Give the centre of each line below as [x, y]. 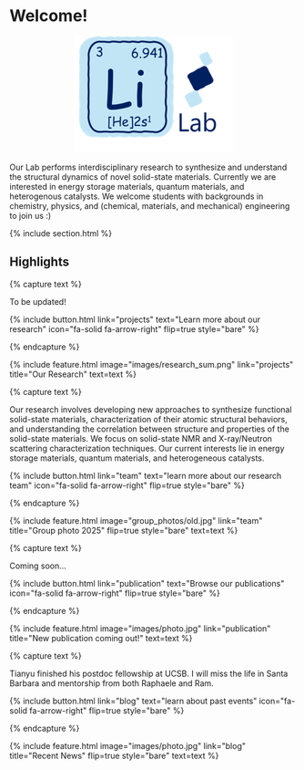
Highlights [40, 262]
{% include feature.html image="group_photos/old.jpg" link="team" [136, 520]
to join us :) [30, 215]
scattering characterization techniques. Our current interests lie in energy [147, 448]
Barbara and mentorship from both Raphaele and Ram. [111, 683]
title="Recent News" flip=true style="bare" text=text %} [114, 755]
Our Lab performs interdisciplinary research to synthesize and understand [148, 167]
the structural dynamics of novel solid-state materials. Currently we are [143, 177]
